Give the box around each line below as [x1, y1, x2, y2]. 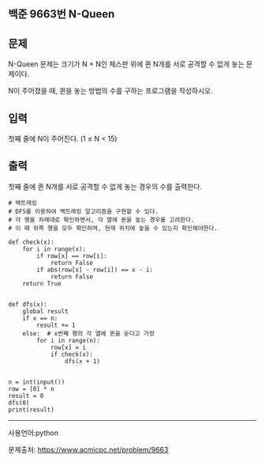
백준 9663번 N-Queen [8, 7, 115, 21]
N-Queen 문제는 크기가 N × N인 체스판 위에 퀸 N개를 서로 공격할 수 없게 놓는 [8, 59, 244, 69]
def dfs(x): [8, 300, 47, 309]
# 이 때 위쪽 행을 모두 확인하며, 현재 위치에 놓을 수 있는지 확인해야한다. [8, 224, 218, 232]
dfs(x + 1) [64, 357, 101, 365]
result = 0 [8, 392, 44, 400]
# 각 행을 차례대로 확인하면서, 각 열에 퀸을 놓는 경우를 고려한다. [8, 216, 195, 224]
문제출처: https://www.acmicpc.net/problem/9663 [8, 445, 169, 454]
